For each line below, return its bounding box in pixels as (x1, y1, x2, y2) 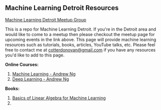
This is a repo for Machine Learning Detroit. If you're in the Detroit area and (5, 26, 156, 32)
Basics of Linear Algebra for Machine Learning (12, 95, 106, 101)
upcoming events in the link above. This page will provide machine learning (5, 37, 157, 42)
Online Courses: (5, 61, 39, 67)
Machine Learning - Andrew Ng (12, 71, 76, 77)
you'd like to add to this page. (5, 52, 65, 58)
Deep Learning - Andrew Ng (12, 76, 69, 82)
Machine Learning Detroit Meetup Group (5, 17, 86, 22)
